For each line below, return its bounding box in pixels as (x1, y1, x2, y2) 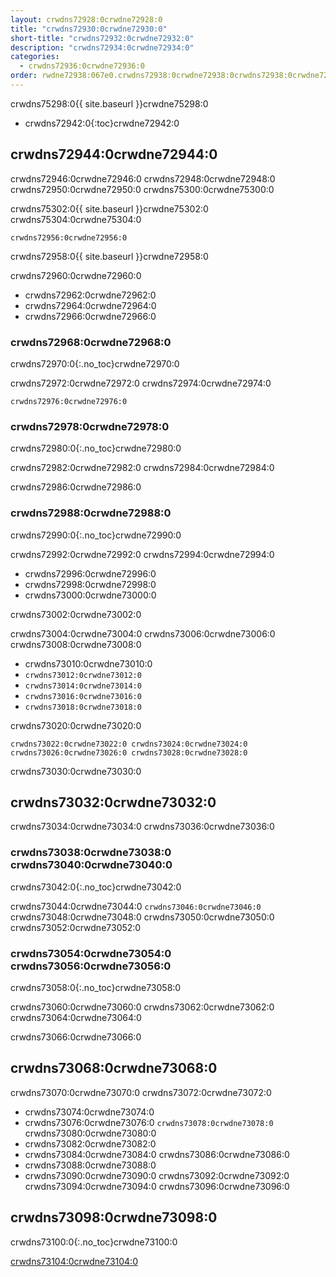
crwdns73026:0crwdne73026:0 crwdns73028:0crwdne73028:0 (10, 747, 248, 758)
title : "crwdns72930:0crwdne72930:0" (10, 24, 168, 34)
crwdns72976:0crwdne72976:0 (10, 396, 128, 406)
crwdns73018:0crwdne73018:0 (24, 702, 142, 712)
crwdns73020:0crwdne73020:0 (10, 719, 142, 731)
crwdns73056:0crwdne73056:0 (10, 959, 172, 973)
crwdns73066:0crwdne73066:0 (10, 1031, 142, 1043)
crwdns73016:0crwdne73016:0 (24, 691, 142, 701)
